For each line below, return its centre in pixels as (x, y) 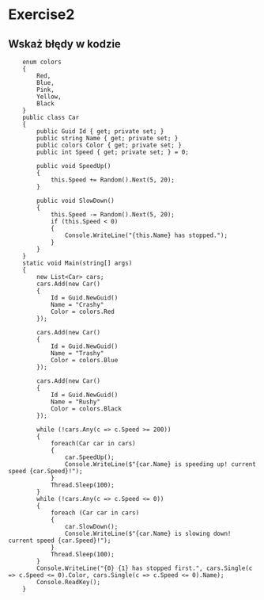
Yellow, (49, 97)
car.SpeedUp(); (89, 457)
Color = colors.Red (82, 311)
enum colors (42, 62)
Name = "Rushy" (75, 402)
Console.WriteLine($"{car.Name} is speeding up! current (160, 464)
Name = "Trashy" (77, 354)
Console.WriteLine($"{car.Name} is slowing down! (148, 533)
